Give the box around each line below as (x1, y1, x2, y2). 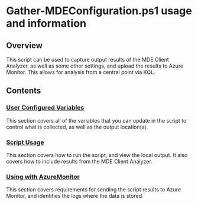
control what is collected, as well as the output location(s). (6, 123, 148, 130)
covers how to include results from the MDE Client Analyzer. (6, 158, 152, 165)
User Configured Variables (6, 104, 85, 112)
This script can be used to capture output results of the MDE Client (6, 56, 170, 63)
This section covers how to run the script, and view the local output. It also (6, 151, 188, 158)
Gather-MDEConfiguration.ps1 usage (6, 4, 192, 18)
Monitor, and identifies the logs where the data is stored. (6, 193, 144, 200)
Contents (6, 86, 41, 96)
